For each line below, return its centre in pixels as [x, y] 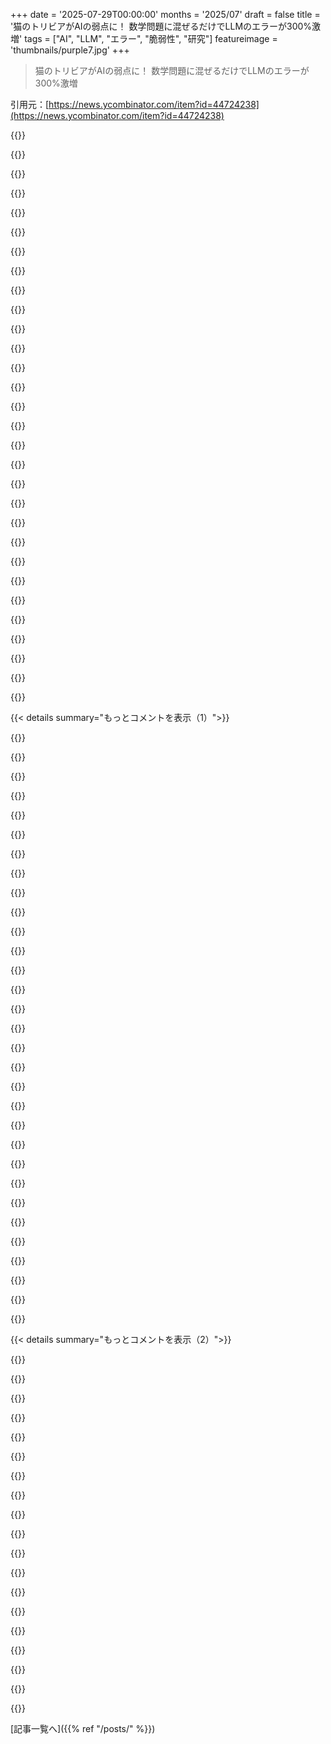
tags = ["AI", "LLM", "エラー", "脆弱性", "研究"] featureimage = [151, 38]
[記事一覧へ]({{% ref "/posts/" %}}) [83, 1728]
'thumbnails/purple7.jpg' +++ [70, 50]
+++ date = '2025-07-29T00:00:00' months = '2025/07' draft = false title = [165, 14]
